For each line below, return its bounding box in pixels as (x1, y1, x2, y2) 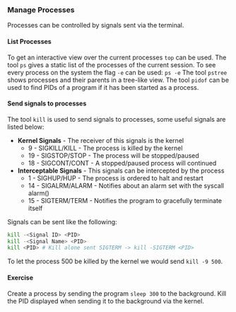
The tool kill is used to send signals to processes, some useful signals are (7, 115, 226, 123)
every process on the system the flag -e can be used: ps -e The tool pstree (7, 68, 228, 76)
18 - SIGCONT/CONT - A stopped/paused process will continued (28, 158, 217, 167)
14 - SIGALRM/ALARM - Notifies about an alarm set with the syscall (28, 181, 225, 190)
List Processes (7, 37, 52, 45)
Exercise (7, 273, 34, 282)
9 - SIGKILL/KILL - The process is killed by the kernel (28, 144, 183, 152)
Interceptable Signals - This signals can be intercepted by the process (17, 166, 225, 175)
